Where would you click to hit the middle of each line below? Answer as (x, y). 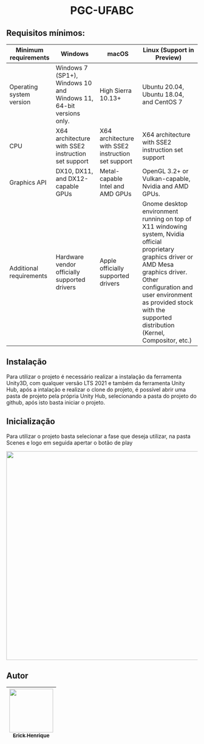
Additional (24, 268)
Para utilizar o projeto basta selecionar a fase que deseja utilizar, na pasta (99, 436)
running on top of (167, 219)
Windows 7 (72, 68)
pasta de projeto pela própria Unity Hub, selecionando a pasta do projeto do (102, 396)
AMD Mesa (158, 264)
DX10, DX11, (74, 171)
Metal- (110, 171)
